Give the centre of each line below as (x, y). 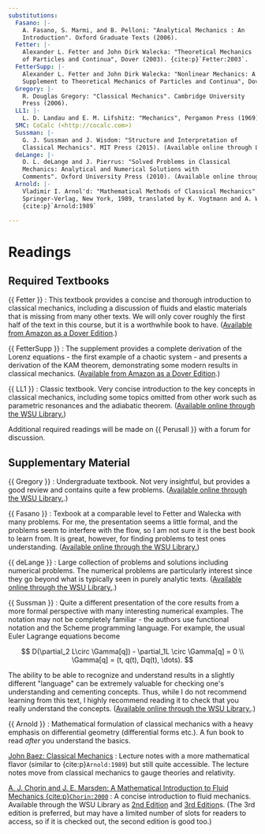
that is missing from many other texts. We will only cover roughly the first (127, 317)
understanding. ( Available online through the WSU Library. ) (104, 547)
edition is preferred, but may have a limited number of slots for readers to (127, 814)
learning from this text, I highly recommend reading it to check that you (123, 700)
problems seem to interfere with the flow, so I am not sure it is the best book (132, 531)
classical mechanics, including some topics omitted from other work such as (132, 397)
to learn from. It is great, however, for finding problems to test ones (117, 539)
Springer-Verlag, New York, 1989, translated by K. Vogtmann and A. (137, 199)
